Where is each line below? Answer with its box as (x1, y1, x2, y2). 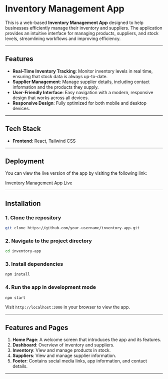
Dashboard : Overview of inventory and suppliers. (12, 342, 115, 348)
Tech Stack (5, 125, 41, 133)
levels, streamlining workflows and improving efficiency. (5, 36, 121, 42)
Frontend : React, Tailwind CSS (12, 138, 76, 144)
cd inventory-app (5, 249, 41, 254)
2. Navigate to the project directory (5, 237, 92, 244)
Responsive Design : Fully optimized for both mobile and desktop (12, 100, 146, 106)
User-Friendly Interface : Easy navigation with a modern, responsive (12, 89, 153, 95)
